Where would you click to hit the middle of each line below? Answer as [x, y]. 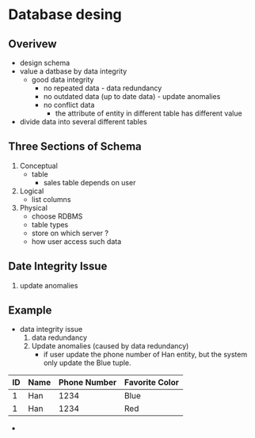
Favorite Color [152, 383]
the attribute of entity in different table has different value [149, 113]
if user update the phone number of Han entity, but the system [145, 355]
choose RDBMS [57, 216]
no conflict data [69, 105]
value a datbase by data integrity [73, 71]
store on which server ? [70, 233]
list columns [51, 199]
